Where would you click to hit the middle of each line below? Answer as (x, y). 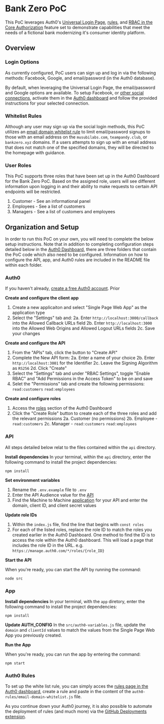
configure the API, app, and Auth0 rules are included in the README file (78, 260)
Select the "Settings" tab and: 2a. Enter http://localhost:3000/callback (85, 318)
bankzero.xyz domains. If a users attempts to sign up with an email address (81, 142)
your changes (26, 334)
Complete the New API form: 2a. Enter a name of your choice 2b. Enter (83, 358)
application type (28, 313)
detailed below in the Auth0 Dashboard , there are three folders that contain (81, 250)
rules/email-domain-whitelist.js (39, 697)
